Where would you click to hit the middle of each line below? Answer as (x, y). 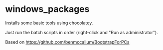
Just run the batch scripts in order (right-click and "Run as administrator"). (82, 32)
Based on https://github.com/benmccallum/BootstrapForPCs (67, 42)
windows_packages (47, 9)
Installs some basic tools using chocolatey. (49, 23)
